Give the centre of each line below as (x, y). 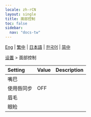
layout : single (21, 14)
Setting (16, 70)
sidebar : (14, 28)
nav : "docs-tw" (25, 32)
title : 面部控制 (20, 19)
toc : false (16, 23)
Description (70, 70)
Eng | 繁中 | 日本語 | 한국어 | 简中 (38, 47)
